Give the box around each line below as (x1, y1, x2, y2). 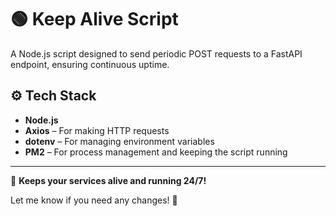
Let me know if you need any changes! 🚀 (10, 194, 178, 206)
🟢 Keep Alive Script (10, 8, 179, 31)
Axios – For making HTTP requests (24, 124, 170, 136)
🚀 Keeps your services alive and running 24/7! (10, 174, 207, 186)
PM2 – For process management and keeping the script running (24, 146, 288, 158)
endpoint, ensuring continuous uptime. (10, 58, 170, 70)
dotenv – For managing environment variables (24, 135, 215, 147)
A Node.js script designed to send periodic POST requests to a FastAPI (10, 47, 303, 60)
